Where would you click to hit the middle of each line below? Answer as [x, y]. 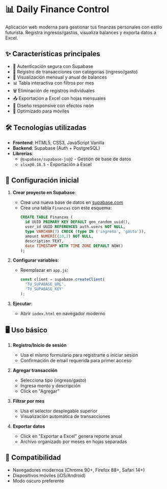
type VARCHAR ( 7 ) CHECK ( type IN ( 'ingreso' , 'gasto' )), [85, 231]
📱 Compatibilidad [33, 458]
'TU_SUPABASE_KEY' [44, 289]
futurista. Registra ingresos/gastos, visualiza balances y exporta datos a [81, 32]
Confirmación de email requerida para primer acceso [76, 360]
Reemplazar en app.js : [44, 270]
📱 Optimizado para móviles [41, 111]
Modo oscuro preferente [38, 481]
